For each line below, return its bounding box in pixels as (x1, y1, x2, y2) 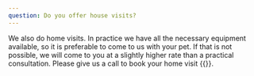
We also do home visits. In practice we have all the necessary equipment (8, 33, 246, 43)
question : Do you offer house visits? (8, 11, 137, 20)
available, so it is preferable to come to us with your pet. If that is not (8, 41, 233, 51)
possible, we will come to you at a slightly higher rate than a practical (8, 50, 234, 59)
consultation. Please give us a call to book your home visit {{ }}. (8, 59, 214, 68)
